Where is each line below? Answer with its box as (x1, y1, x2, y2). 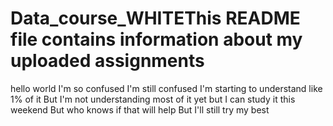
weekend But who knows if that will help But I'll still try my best (10, 103, 270, 116)
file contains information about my (10, 28, 303, 51)
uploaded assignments (10, 50, 205, 72)
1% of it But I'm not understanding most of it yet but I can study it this (10, 93, 296, 105)
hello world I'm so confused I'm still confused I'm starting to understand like (10, 82, 323, 94)
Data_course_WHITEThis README (10, 7, 301, 30)
